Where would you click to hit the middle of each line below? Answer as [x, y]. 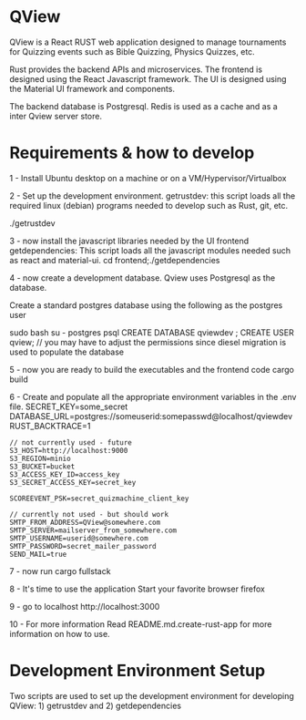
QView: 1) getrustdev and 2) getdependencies [96, 705]
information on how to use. [60, 633]
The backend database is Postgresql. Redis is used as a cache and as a [143, 106]
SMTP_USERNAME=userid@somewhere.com [79, 538]
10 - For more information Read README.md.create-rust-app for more [141, 624]
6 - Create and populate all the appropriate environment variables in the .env [153, 396]
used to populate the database [67, 352]
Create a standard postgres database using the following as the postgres [146, 305]
